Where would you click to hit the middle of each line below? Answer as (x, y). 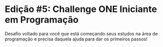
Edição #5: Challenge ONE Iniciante (81, 9)
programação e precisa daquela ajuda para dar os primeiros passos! (76, 39)
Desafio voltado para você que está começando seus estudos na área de (81, 33)
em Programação (42, 20)
